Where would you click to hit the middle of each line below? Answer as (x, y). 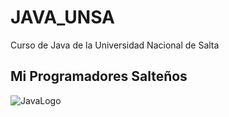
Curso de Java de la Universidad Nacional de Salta (115, 45)
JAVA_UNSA (62, 17)
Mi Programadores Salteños (99, 76)
